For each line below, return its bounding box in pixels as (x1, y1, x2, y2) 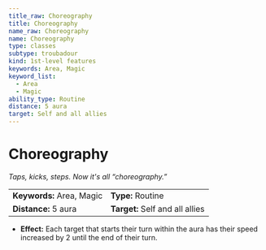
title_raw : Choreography (8, 11, 93, 20)
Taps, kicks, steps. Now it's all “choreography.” (8, 171, 168, 181)
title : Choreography (8, 19, 79, 28)
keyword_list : (8, 72, 57, 80)
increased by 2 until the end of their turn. (20, 232, 158, 242)
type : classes (8, 42, 57, 50)
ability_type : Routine (8, 95, 85, 103)
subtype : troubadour (8, 50, 79, 58)
